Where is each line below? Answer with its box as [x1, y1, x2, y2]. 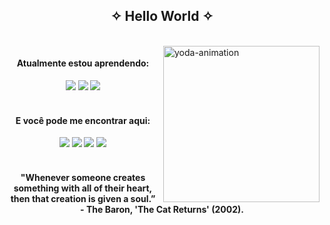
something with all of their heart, [13, 182, 153, 194]
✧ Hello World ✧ [110, 8, 214, 25]
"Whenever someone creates [20, 171, 146, 183]
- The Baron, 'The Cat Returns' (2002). [80, 203, 244, 215]
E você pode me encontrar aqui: [15, 114, 151, 126]
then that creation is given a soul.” [10, 192, 156, 204]
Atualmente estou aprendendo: [16, 57, 150, 69]
